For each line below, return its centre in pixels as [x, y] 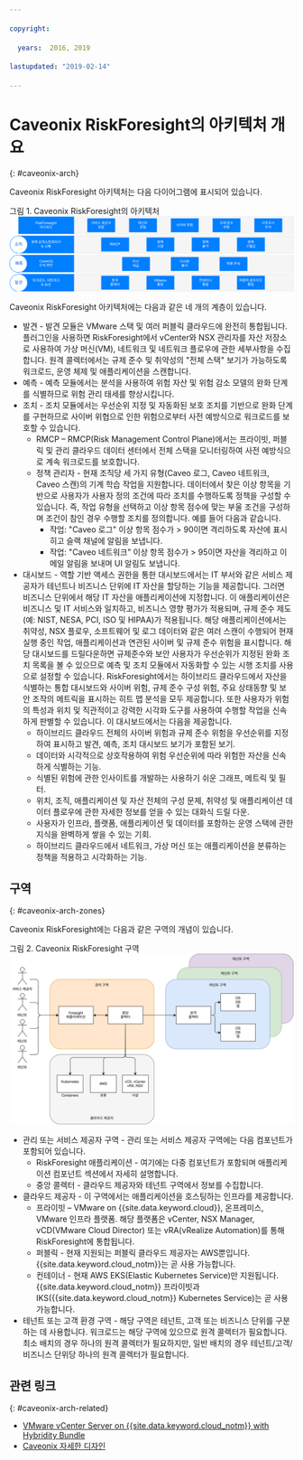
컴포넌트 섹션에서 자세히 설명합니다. [115, 1174]
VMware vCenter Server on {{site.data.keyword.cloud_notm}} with [146, 1426]
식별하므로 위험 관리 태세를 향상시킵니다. [103, 394]
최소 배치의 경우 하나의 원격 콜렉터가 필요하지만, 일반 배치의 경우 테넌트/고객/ [157, 1343]
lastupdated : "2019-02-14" [60, 67]
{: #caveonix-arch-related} [59, 1409]
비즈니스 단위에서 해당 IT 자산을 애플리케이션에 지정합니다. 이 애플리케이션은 [156, 597]
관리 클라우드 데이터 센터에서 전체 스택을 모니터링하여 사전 [157, 451]
